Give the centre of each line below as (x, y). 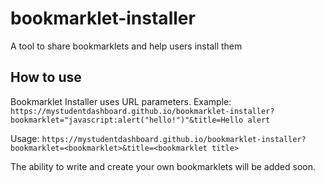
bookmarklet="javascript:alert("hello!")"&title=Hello (127, 120)
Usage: (25, 138)
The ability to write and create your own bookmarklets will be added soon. (163, 166)
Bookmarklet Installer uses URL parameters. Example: (121, 101)
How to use (46, 77)
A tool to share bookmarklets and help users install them (126, 46)
